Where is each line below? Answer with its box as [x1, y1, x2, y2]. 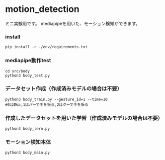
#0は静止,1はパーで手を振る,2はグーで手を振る [5, 102, 88, 107]
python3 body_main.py [5, 150, 50, 155]
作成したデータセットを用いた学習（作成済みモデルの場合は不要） [5, 114, 163, 121]
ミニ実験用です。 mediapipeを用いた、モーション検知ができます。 [5, 20, 140, 26]
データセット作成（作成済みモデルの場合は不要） [5, 85, 123, 92]
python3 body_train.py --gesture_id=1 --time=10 [5, 97, 108, 102]
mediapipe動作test [5, 57, 51, 64]
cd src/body [5, 69, 30, 74]
